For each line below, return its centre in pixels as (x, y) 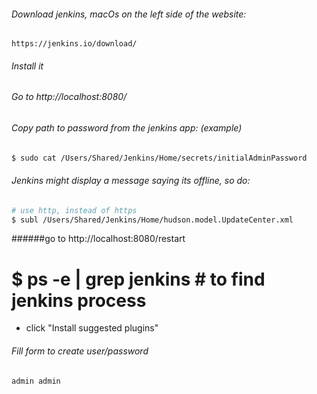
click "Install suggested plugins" (92, 328)
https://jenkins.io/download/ (74, 44)
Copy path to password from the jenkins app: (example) (127, 128)
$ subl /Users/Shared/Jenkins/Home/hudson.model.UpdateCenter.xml (152, 220)
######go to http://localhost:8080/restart (98, 239)
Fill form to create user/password (80, 351)
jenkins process (79, 300)
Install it (27, 66)
